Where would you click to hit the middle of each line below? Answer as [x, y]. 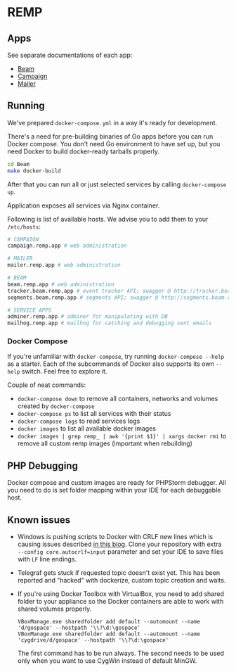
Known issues [39, 520]
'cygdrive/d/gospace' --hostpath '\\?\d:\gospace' [93, 640]
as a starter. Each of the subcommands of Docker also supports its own [111, 364]
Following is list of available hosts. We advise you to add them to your [108, 219]
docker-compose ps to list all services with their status [94, 414]
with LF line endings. [47, 559]
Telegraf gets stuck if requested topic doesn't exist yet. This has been [118, 573]
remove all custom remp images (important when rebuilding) [105, 443]
